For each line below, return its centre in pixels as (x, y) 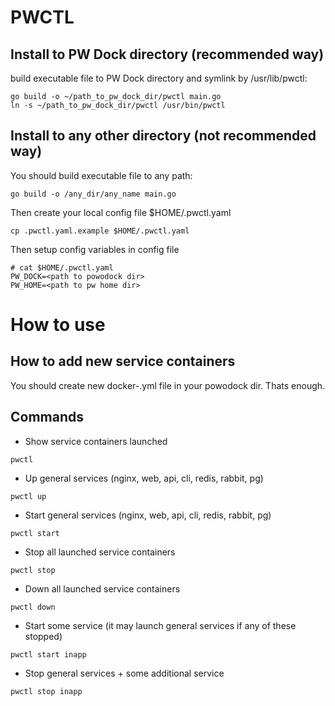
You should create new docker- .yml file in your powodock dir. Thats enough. (168, 385)
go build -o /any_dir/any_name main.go (93, 194)
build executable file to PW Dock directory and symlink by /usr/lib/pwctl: (159, 78)
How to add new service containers (123, 361)
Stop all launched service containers (100, 552)
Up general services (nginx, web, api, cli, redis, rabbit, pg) (144, 478)
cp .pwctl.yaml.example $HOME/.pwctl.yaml (100, 231)
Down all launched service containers (102, 588)
